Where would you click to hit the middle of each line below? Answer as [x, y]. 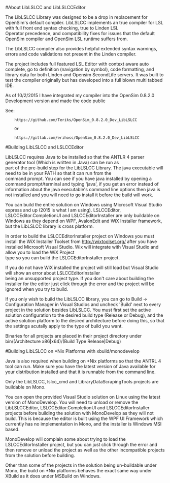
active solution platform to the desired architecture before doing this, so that [85, 321]
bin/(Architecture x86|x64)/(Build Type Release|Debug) [63, 341]
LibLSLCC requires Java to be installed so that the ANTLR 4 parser [75, 157]
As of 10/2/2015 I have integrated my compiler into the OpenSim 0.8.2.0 [80, 95]
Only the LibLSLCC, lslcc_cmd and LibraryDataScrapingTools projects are [82, 382]
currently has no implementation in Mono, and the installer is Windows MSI [83, 424]
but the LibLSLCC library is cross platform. [49, 226]
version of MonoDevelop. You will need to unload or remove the [72, 402]
